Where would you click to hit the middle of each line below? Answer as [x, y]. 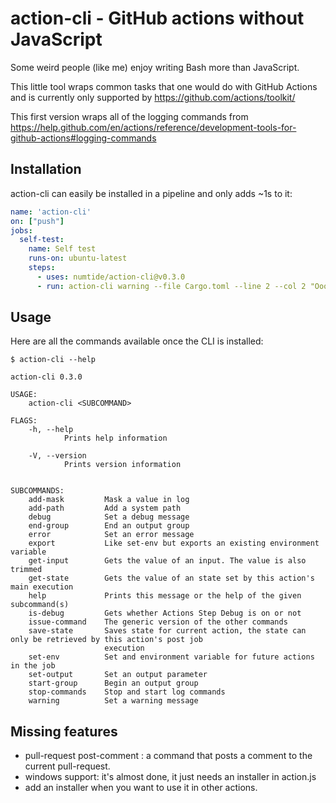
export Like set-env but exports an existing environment [174, 543]
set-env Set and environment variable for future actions [171, 657]
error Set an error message [111, 535]
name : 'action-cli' [51, 212]
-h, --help [51, 430]
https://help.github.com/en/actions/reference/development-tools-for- [153, 127]
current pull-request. [67, 766]
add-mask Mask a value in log [109, 500]
